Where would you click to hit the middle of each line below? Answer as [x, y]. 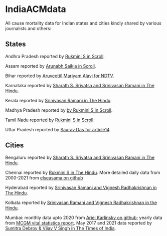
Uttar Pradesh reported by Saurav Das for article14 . [58, 129]
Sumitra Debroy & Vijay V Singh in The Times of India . [61, 228]
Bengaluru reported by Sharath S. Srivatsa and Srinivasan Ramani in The [80, 157]
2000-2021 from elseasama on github [44, 178]
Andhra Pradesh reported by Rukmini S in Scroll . [55, 56]
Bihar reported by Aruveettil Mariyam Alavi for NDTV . [60, 76]
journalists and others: [28, 28]
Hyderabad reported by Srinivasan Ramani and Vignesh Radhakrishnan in [81, 187]
